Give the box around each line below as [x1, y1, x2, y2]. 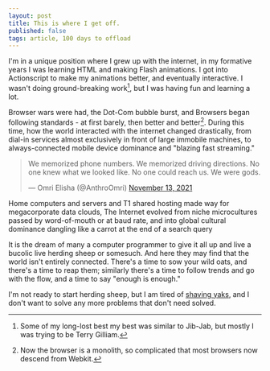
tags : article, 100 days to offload [8, 34, 131, 43]
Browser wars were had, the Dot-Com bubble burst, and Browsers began [8, 107, 251, 117]
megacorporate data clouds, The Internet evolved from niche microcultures [8, 207, 258, 216]
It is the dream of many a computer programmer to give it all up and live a [8, 239, 252, 249]
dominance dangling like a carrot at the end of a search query [8, 224, 213, 233]
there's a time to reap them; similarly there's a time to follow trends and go [8, 265, 255, 274]
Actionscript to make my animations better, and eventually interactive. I [8, 73, 243, 83]
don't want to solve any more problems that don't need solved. [8, 298, 216, 307]
